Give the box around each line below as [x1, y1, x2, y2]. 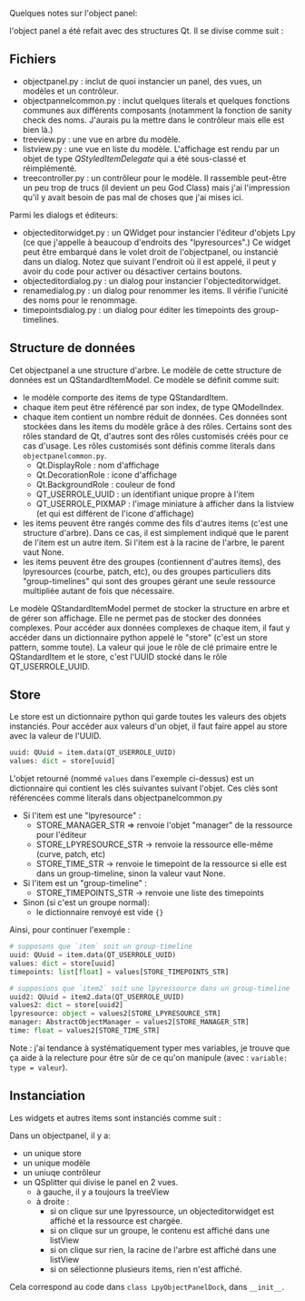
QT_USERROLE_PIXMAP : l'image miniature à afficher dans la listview [35, 498, 295, 509]
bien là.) [22, 124, 54, 135]
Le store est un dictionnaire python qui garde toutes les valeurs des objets [9, 711, 287, 722]
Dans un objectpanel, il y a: [9, 1130, 111, 1141]
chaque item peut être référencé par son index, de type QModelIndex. [22, 401, 284, 412]
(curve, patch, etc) [35, 849, 106, 860]
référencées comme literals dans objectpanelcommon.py [9, 792, 222, 803]
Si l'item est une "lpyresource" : [22, 810, 142, 822]
